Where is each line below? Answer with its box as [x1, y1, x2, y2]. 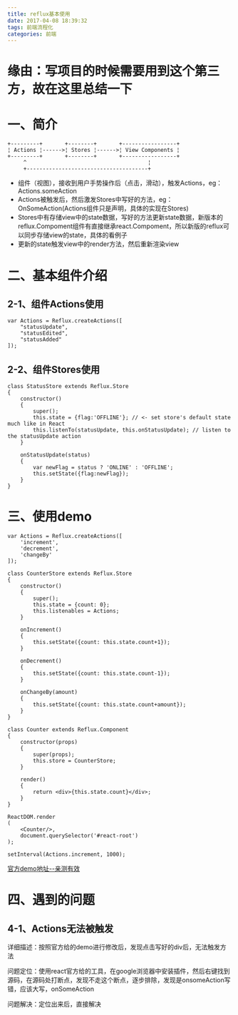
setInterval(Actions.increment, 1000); [7, 851, 126, 858]
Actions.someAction [17, 187, 77, 195]
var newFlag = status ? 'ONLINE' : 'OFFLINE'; [33, 464, 174, 471]
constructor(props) [20, 739, 78, 746]
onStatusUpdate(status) [20, 452, 91, 459]
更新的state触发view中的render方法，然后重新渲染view [17, 240, 180, 248]
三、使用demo [7, 509, 93, 525]
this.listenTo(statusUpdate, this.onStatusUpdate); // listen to [33, 427, 232, 434]
